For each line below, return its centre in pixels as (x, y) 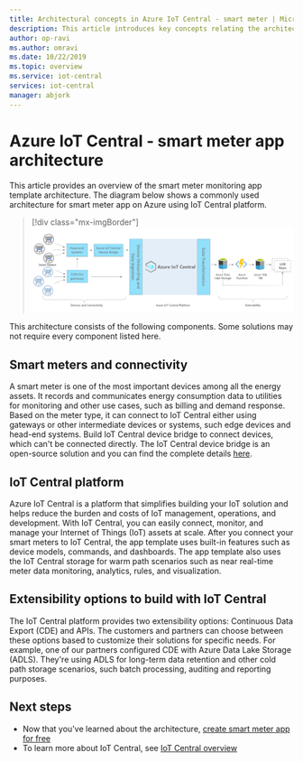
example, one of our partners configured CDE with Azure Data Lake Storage (150, 649)
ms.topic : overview (46, 67)
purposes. (28, 678)
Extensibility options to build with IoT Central (138, 599)
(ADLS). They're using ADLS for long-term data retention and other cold (143, 659)
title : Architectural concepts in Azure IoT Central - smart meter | (143, 19)
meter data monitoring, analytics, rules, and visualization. (115, 571)
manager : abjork (40, 95)
